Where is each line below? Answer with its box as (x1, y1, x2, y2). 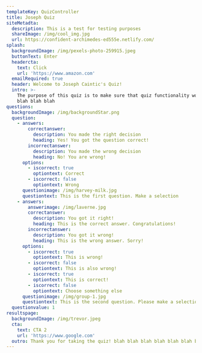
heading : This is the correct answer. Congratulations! (32, 221, 176, 227)
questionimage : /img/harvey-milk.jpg (22, 187, 117, 193)
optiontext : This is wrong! (32, 255, 103, 261)
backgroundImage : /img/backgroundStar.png (11, 109, 120, 115)
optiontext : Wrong (32, 182, 79, 188)
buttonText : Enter (11, 53, 58, 59)
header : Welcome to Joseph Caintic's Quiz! (11, 82, 122, 88)
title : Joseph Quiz (6, 14, 55, 20)
